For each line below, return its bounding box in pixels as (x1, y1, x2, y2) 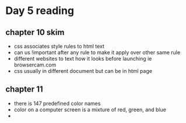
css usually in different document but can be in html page (13, 68, 153, 74)
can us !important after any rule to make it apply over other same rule (13, 49, 181, 56)
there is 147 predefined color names (13, 100, 101, 107)
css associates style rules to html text (13, 43, 104, 50)
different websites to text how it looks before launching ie (13, 55, 152, 62)
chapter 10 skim (5, 27, 65, 37)
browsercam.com (13, 61, 57, 68)
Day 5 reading (5, 4, 74, 17)
